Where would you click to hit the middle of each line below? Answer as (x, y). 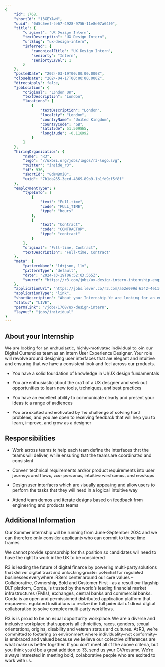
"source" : (33, 280)
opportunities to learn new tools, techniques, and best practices (77, 388)
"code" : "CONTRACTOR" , (63, 229)
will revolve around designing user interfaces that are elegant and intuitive (80, 359)
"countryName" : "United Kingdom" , (75, 119)
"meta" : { (24, 261)
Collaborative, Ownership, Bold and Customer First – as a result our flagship (82, 583)
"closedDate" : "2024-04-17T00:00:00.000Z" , (59, 78)
